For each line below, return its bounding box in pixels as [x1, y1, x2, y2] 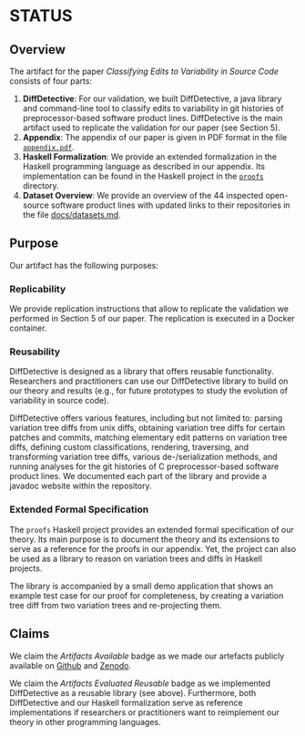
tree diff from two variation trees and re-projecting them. [9, 599, 222, 610]
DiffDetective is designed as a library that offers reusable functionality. [9, 366, 275, 377]
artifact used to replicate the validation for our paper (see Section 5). [22, 122, 280, 133]
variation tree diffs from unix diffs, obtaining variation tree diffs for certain [9, 423, 285, 434]
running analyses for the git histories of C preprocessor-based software [9, 461, 280, 472]
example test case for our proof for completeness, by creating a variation [9, 589, 284, 601]
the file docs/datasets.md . [22, 210, 121, 220]
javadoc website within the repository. [9, 480, 152, 492]
